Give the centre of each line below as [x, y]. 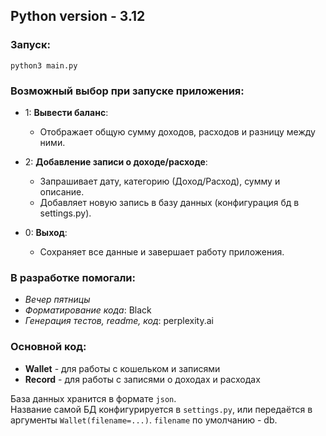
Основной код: [48, 347]
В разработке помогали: [73, 277]
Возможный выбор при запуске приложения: [127, 91]
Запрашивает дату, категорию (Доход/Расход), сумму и [160, 181]
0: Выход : [46, 232]
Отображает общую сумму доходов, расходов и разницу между [177, 131]
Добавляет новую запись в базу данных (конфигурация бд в [169, 202]
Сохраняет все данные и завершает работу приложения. [162, 251]
